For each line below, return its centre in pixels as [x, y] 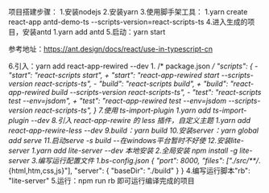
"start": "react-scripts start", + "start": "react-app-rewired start [114, 75]
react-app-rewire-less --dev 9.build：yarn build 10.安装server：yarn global [134, 130]
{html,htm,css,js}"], [40, 170]
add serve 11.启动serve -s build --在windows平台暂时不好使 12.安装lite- [126, 140]
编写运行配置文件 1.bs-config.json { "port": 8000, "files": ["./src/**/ [148, 160]
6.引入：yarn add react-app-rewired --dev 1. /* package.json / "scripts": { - [133, 66]
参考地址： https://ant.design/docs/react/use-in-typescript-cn [111, 49]
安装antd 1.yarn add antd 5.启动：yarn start [94, 32]
